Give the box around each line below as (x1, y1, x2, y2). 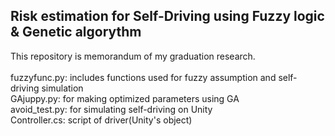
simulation (41, 82, 84, 94)
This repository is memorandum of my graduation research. (10, 50, 256, 62)
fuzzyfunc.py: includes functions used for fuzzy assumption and (10, 71, 277, 83)
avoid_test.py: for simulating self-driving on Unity (10, 103, 213, 115)
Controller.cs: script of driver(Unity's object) (10, 114, 193, 126)
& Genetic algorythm (10, 24, 142, 41)
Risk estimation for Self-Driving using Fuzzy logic (10, 8, 325, 25)
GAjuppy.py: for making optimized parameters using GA (10, 92, 240, 104)
